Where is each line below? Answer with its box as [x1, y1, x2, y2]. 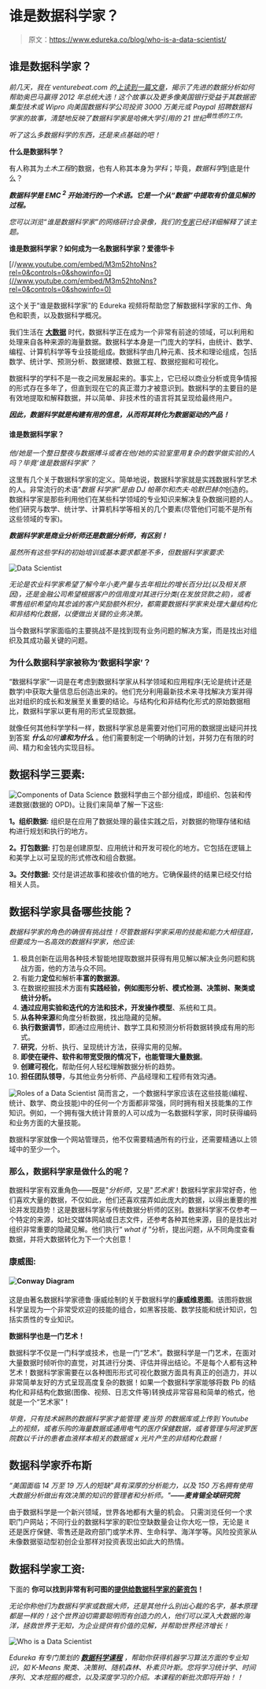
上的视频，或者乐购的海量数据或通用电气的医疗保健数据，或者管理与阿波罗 [9, 1423, 250, 1433]
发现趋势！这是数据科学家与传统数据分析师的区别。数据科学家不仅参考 [22, 1205, 250, 1215]
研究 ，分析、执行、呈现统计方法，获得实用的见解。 [20, 1042, 187, 1052]
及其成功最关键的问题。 [15, 636, 92, 645]
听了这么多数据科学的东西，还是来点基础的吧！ [9, 131, 161, 140]
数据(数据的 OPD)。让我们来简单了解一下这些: [15, 800, 164, 809]
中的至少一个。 [15, 1145, 65, 1154]
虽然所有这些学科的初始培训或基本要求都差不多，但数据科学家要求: [9, 548, 225, 557]
